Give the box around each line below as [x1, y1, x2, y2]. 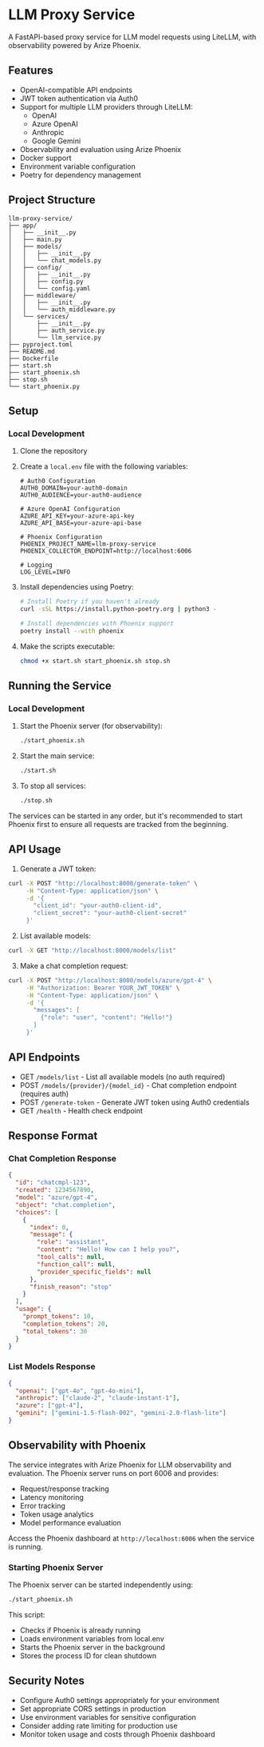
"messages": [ [33, 1006, 81, 1014]
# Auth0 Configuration [19, 478, 96, 486]
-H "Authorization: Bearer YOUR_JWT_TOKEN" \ [26, 984, 180, 992]
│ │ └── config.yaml [8, 284, 91, 293]
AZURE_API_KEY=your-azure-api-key [19, 512, 135, 521]
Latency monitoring [19, 1492, 84, 1501]
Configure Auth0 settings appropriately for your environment [19, 1695, 219, 1705]
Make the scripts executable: [19, 642, 116, 651]
